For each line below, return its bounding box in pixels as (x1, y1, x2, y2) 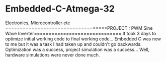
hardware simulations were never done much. (5, 51, 100, 58)
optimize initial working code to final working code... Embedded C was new (5, 36, 161, 42)
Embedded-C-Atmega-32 (5, 3, 115, 15)
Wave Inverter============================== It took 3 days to (5, 30, 156, 36)
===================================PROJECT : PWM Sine (5, 25, 153, 31)
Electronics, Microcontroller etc (5, 20, 70, 26)
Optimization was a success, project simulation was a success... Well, (5, 46, 150, 52)
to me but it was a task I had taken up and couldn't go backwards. (5, 41, 142, 47)
